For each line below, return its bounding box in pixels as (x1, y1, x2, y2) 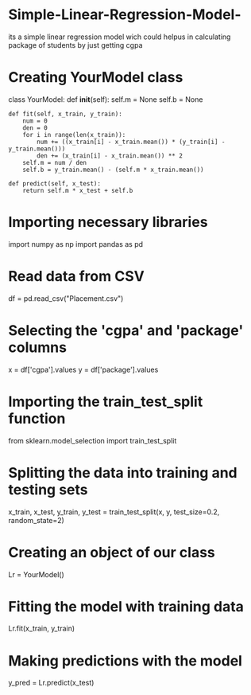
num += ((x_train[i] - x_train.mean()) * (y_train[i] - (37, 138, 226, 146)
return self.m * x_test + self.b (22, 186, 133, 194)
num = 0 (22, 117, 48, 125)
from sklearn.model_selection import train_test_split (8, 435, 177, 445)
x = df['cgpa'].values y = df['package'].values (8, 365, 159, 374)
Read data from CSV (8, 267, 145, 285)
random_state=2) (8, 515, 65, 525)
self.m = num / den (22, 158, 87, 166)
